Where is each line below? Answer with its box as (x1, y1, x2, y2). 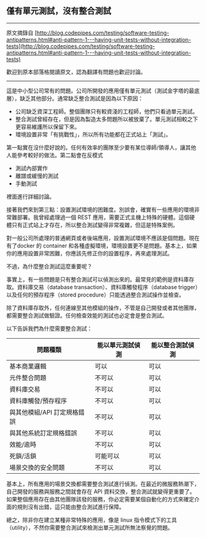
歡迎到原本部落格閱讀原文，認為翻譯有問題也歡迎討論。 (6, 68, 146, 75)
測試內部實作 (15, 164, 48, 172)
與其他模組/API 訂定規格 (9, 408, 78, 416)
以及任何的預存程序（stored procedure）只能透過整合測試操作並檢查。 (6, 291, 185, 298)
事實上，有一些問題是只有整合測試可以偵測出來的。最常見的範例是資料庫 (6, 276, 189, 283)
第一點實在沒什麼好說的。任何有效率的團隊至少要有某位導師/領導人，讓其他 (6, 144, 197, 151)
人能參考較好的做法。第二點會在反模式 (6, 151, 103, 158)
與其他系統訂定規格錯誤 (9, 428, 78, 437)
